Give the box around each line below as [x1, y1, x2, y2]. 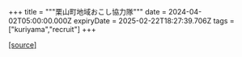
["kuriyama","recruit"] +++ [8, 25, 97, 34]
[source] [8, 40, 37, 50]
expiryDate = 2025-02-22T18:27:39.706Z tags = [74, 16, 235, 26]
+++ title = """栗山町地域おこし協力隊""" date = [8, 7, 168, 16]
